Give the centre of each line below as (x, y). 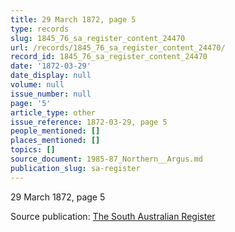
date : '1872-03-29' (51, 66)
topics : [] (33, 150)
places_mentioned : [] (55, 141)
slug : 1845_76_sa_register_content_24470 (98, 38)
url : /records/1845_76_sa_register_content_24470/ (118, 47)
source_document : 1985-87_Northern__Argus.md (106, 159)
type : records (40, 29)
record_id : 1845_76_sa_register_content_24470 (109, 57)
